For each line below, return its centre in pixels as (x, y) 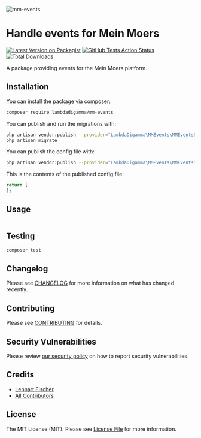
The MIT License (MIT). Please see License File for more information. (91, 429)
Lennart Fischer (34, 389)
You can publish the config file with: (50, 152)
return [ (17, 185)
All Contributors (34, 395)
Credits (20, 375)
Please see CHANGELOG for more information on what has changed (90, 283)
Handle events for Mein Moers (83, 34)
